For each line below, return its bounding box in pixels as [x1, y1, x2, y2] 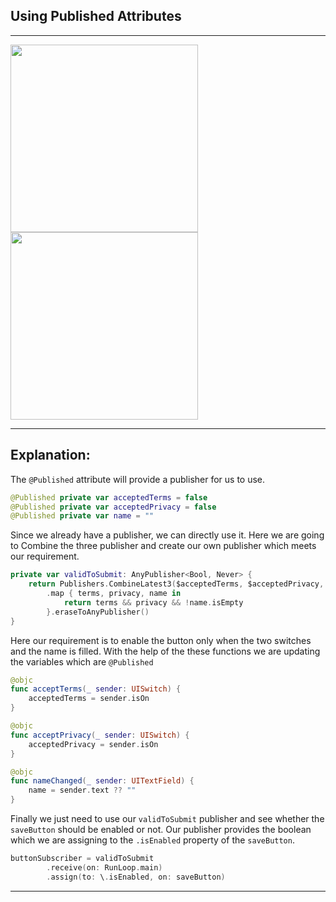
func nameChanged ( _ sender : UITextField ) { [10, 776, 195, 786]
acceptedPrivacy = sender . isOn [28, 739, 159, 749]
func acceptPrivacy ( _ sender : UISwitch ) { [10, 730, 190, 740]
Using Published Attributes [10, 8, 182, 25]
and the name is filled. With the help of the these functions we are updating [10, 645, 321, 657]
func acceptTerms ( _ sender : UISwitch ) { [10, 684, 182, 694]
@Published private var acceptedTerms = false [10, 492, 208, 503]
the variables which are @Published [10, 655, 154, 668]
